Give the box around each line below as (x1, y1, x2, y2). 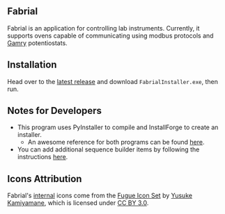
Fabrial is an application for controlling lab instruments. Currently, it (7, 24, 200, 32)
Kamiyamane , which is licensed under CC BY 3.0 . (7, 199, 149, 207)
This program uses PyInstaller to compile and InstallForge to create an (17, 123, 219, 131)
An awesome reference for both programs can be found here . (27, 138, 205, 147)
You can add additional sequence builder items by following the (17, 145, 200, 154)
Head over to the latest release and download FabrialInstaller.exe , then (7, 77, 218, 85)
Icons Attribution (7, 173, 82, 185)
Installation (7, 59, 57, 71)
